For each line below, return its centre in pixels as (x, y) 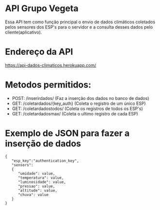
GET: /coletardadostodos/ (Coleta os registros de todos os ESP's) (77, 108)
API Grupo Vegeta (42, 8)
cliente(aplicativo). (24, 32)
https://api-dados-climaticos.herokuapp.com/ (51, 65)
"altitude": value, (37, 190)
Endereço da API (39, 52)
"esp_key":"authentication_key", (45, 161)
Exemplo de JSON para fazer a (67, 133)
